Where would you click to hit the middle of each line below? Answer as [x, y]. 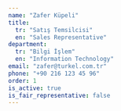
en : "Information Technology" [64, 59]
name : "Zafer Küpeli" [44, 15]
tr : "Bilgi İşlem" [46, 52]
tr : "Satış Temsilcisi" [54, 30]
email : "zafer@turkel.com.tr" [58, 66]
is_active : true [35, 88]
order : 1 [22, 81]
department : [27, 45]
